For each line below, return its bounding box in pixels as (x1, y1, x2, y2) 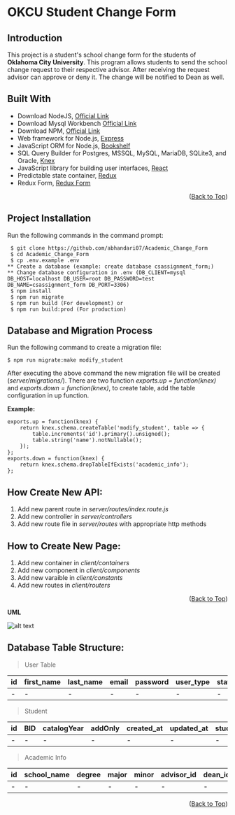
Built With (7, 93, 51, 105)
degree (76, 770, 101, 779)
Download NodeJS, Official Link (17, 111, 110, 120)
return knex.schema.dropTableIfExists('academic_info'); (20, 461, 190, 469)
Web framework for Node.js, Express (17, 134, 124, 142)
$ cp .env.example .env (10, 257, 80, 264)
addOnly (90, 723, 120, 733)
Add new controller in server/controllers (17, 512, 133, 521)
